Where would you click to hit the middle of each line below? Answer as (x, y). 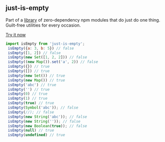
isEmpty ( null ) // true (31, 130)
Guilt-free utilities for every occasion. (43, 25)
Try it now (16, 34)
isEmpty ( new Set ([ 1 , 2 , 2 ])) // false (47, 57)
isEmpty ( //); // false (31, 112)
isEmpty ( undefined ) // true (36, 135)
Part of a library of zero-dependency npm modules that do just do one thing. (83, 20)
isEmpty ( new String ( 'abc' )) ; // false (47, 117)
